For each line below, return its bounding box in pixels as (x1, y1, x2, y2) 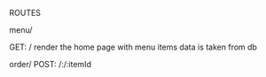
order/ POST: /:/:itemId (9, 59, 91, 69)
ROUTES (9, 8, 42, 18)
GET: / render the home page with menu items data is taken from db (9, 42, 257, 52)
